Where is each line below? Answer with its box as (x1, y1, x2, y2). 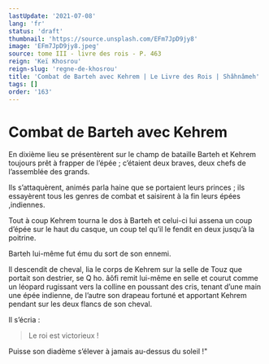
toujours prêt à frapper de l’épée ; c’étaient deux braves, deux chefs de (8, 158, 246, 168)
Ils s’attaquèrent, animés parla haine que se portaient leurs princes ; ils (8, 182, 245, 192)
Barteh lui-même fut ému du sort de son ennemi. (8, 249, 172, 259)
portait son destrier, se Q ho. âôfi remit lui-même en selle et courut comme (8, 274, 258, 283)
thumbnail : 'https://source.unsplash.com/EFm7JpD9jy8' (8, 34, 198, 43)
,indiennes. (8, 200, 46, 210)
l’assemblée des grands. (8, 167, 90, 177)
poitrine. (8, 233, 37, 243)
